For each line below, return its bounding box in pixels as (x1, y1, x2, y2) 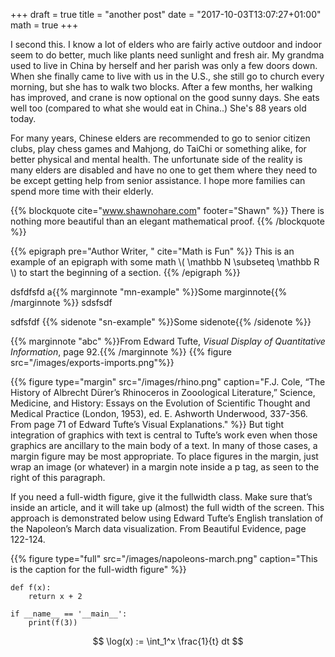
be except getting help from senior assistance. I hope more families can (10, 175, 306, 186)
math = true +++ (10, 19, 79, 31)
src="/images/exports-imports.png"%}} (10, 357, 175, 368)
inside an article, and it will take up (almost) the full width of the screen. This (10, 502, 325, 513)
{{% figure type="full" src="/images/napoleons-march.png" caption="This (10, 553, 318, 564)
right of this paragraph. (10, 472, 106, 483)
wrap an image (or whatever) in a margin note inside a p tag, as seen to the (10, 461, 320, 473)
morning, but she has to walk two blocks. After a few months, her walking (10, 81, 313, 93)
